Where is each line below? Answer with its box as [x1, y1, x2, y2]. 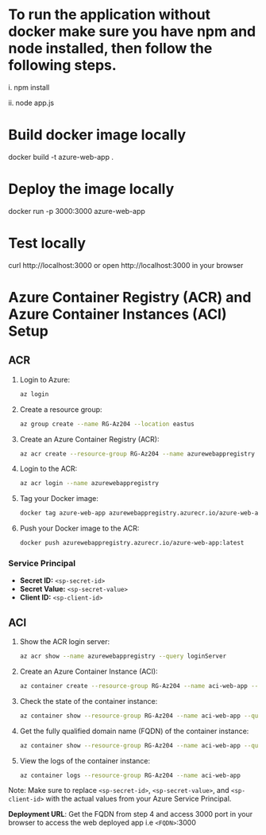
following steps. [8, 56, 117, 75]
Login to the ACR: [19, 464, 78, 474]
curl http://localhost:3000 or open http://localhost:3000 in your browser [8, 260, 244, 270]
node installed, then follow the [8, 40, 213, 57]
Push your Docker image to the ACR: [19, 523, 140, 534]
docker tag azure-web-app [19, 509, 106, 518]
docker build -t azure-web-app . [8, 152, 114, 161]
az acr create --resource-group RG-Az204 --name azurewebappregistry [19, 449, 256, 458]
